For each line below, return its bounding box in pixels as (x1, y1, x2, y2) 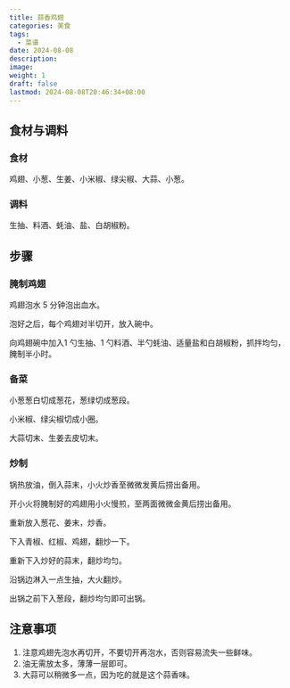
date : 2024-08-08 (9, 46, 74, 55)
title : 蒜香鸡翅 (9, 12, 64, 22)
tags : (9, 29, 29, 38)
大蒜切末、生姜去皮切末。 (9, 433, 104, 444)
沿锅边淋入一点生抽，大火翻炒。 (9, 574, 127, 585)
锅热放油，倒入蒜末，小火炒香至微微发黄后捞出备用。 (9, 479, 205, 490)
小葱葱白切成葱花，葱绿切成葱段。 (9, 395, 135, 405)
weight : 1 (9, 71, 46, 80)
